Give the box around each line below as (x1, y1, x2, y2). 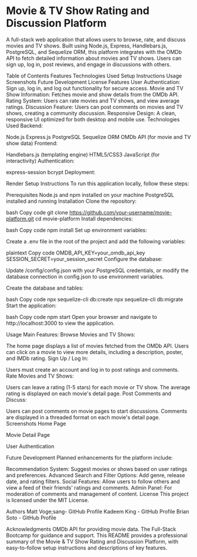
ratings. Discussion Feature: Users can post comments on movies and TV (6, 103, 184, 110)
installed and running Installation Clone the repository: (6, 198, 137, 205)
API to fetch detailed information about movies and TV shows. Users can (6, 55, 182, 62)
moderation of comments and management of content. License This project (6, 490, 189, 497)
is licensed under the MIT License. (6, 497, 90, 504)
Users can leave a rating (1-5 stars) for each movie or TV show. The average (6, 383, 191, 390)
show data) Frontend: (6, 140, 58, 147)
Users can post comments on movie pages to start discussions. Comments (6, 407, 188, 415)
